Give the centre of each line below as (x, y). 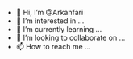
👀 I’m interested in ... (50, 21)
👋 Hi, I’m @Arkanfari (50, 12)
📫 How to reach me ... (53, 47)
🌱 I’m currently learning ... (59, 29)
